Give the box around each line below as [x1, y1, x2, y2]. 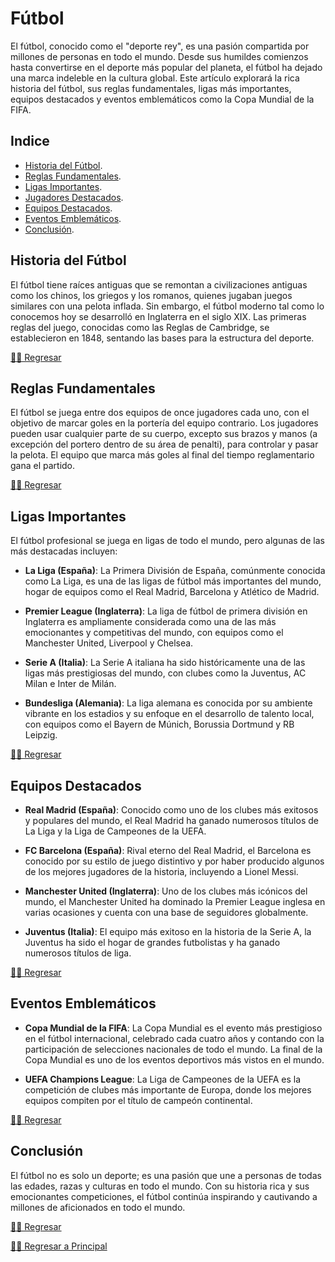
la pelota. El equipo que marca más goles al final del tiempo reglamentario [10, 449, 315, 461]
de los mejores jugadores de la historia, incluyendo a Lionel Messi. [24, 866, 299, 877]
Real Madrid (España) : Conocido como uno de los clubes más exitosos [24, 804, 319, 816]
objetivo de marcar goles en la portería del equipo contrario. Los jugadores [10, 417, 319, 429]
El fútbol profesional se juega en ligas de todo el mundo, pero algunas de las [10, 535, 325, 547]
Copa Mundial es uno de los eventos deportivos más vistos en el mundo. [24, 1053, 325, 1066]
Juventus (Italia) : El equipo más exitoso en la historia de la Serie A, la [24, 926, 312, 937]
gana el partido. [10, 460, 76, 472]
